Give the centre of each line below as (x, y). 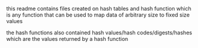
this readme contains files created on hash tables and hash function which (99, 9)
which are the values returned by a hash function (67, 39)
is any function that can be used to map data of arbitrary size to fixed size (98, 15)
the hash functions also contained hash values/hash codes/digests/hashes (99, 33)
